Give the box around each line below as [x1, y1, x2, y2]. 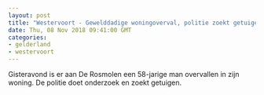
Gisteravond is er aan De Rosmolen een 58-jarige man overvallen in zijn [8, 70, 240, 79]
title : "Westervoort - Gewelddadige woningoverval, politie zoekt [8, 19, 230, 27]
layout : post [8, 11, 51, 20]
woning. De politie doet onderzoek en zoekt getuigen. [8, 78, 182, 87]
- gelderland [8, 41, 51, 49]
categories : [8, 33, 47, 42]
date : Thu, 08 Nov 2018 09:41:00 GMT [8, 26, 132, 34]
